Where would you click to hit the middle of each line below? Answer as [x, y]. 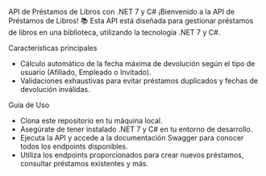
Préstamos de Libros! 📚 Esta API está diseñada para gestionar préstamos [131, 21]
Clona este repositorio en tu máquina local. [91, 121]
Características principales [53, 48]
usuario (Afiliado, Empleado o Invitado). [85, 72]
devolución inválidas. [55, 89]
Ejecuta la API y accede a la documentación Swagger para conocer [132, 138]
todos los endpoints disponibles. [74, 146]
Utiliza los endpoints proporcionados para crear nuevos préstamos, [132, 155]
